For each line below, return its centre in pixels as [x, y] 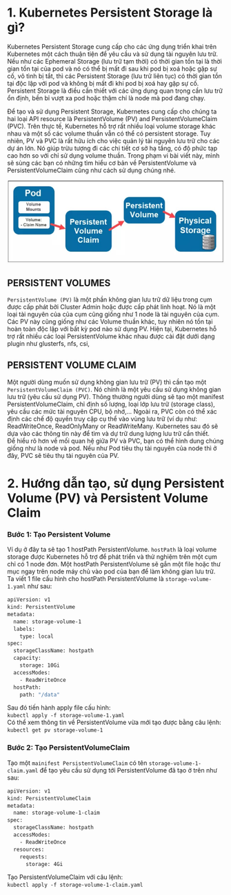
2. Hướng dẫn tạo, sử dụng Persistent [116, 483]
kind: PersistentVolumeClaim [49, 798]
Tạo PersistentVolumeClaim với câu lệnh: [65, 877]
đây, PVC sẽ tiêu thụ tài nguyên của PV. [63, 455]
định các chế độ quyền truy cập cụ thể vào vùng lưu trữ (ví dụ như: [102, 418]
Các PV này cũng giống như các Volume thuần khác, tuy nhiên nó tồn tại [110, 321]
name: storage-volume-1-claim [57, 813]
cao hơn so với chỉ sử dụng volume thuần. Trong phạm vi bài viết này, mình [113, 155]
